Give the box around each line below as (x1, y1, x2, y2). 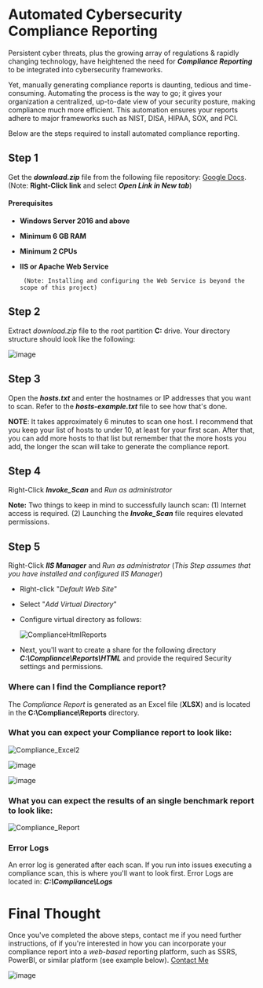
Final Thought (8, 905, 101, 922)
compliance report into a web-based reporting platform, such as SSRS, (8, 947, 238, 957)
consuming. (8, 88, 46, 97)
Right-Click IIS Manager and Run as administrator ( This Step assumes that (8, 561, 251, 570)
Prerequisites (8, 199, 53, 208)
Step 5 (8, 540, 41, 553)
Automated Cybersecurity (8, 5, 183, 24)
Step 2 (8, 305, 41, 319)
